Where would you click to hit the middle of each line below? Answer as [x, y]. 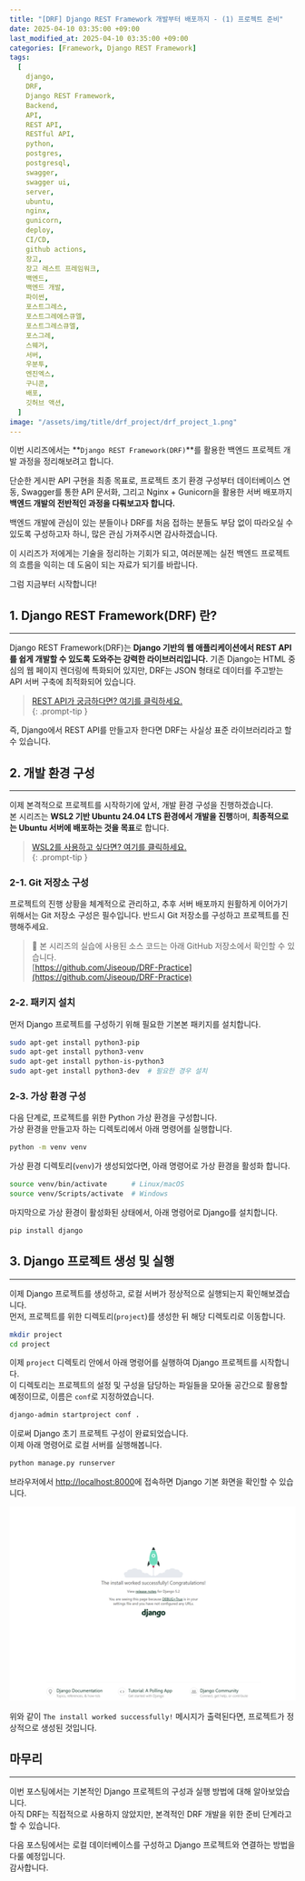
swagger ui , [48, 182]
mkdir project [36, 1335]
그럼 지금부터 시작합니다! [53, 584]
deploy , [40, 230]
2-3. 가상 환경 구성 [48, 1096]
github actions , [57, 249]
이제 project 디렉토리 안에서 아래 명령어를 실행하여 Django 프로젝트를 [134, 1363]
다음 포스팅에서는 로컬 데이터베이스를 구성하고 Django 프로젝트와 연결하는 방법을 [152, 1845]
